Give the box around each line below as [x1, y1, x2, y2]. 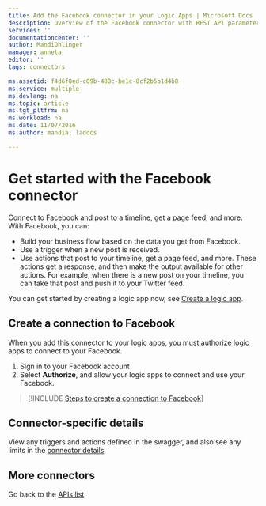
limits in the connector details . [8, 446, 107, 455]
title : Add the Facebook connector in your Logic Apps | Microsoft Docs [8, 11, 253, 20]
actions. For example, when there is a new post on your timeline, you [19, 270, 244, 279]
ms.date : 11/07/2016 [8, 122, 77, 130]
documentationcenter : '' [8, 33, 90, 42]
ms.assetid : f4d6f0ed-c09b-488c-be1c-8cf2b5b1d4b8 [8, 77, 179, 85]
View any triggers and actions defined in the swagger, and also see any [8, 437, 241, 447]
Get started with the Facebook [8, 169, 212, 187]
